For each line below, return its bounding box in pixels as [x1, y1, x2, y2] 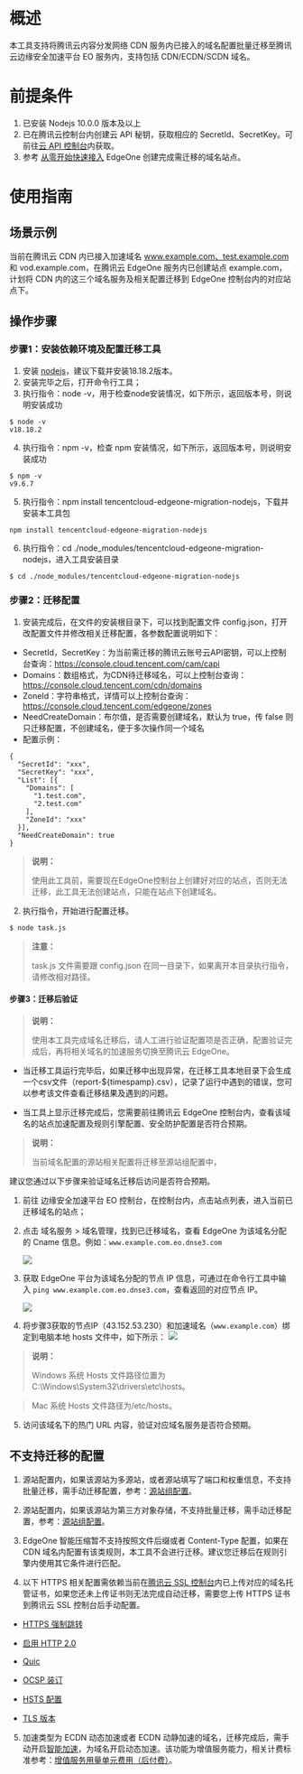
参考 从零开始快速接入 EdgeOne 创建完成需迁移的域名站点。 [22, 151, 246, 163]
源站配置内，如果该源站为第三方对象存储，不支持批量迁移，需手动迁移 [22, 1504, 284, 1515]
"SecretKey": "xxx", [17, 767, 95, 776]
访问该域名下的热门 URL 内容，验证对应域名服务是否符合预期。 [22, 1419, 257, 1430]
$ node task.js [9, 923, 67, 933]
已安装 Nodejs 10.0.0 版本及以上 [22, 117, 142, 128]
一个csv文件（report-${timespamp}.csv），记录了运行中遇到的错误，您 [22, 1076, 285, 1087]
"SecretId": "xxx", [17, 759, 91, 768]
